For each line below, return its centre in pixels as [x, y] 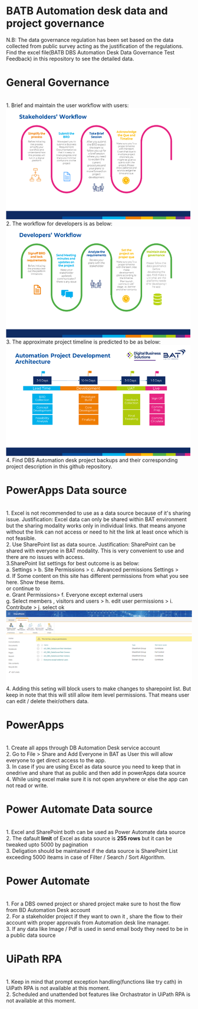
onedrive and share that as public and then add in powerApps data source [96, 772]
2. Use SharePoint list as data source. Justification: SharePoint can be [91, 544]
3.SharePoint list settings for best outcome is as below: [73, 563]
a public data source [31, 935]
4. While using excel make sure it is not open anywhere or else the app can [97, 779]
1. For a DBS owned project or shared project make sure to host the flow [93, 904]
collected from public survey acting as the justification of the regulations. [95, 46]
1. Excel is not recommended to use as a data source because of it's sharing [98, 513]
